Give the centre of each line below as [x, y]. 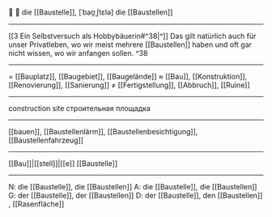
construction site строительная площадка [80, 108]
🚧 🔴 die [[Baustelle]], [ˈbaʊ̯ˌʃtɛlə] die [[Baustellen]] [91, 12]
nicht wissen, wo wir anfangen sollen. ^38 [78, 53]
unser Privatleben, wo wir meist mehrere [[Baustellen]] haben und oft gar [130, 45]
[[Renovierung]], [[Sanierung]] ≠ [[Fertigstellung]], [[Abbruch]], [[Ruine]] [130, 85]
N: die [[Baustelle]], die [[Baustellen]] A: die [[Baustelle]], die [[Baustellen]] [133, 187]
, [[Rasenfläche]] [36, 204]
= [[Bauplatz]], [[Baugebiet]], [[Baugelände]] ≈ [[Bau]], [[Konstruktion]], [128, 77]
